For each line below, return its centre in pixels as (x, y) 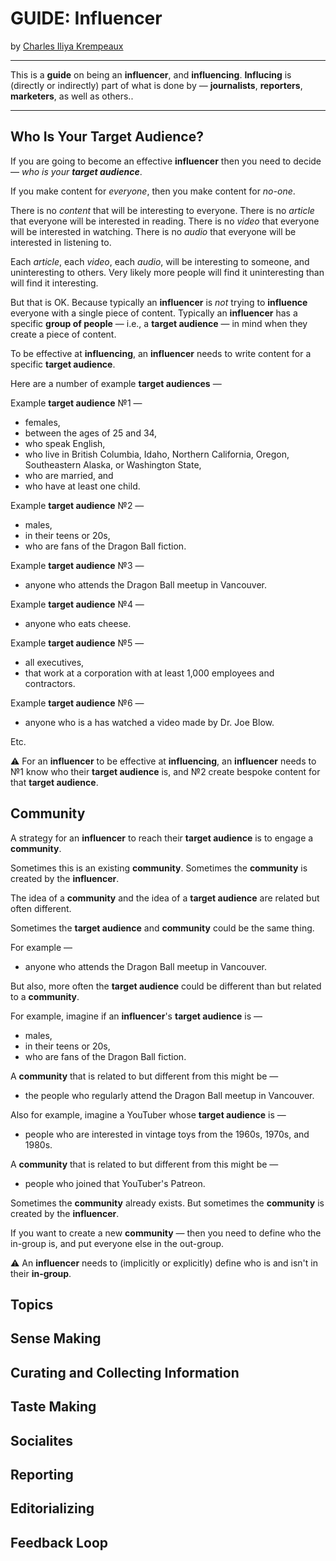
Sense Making (56, 1338)
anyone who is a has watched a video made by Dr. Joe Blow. (149, 722)
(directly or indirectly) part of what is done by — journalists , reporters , (156, 85)
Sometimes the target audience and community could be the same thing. (162, 928)
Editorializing (52, 1508)
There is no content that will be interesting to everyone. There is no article (162, 210)
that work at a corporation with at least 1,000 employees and (149, 673)
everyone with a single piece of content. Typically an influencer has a (154, 313)
